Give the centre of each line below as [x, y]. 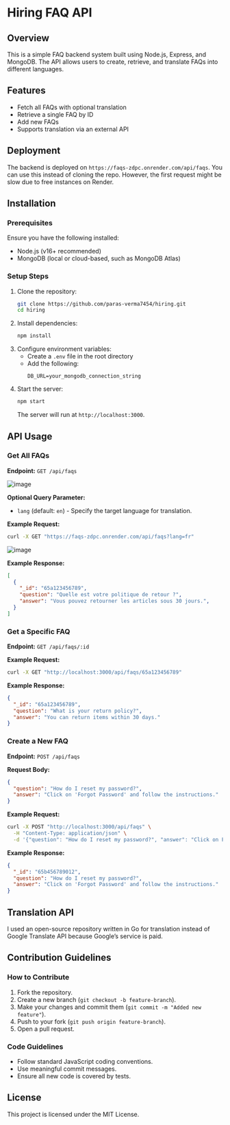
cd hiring [31, 310]
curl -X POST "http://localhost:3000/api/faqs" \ [79, 827]
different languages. [35, 69]
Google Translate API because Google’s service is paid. [85, 936]
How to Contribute [38, 977]
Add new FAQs [38, 122]
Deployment [34, 151]
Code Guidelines [35, 1047]
